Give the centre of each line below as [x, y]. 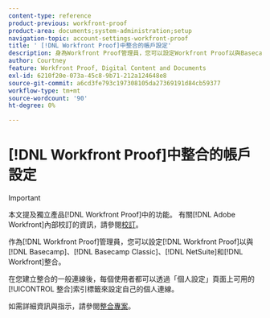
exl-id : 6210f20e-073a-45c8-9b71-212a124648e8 [88, 76]
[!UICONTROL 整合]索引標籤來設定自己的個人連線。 [94, 289]
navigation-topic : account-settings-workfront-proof [98, 38]
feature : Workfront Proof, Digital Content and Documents [107, 68]
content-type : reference [50, 16]
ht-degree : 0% [32, 105]
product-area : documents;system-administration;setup [100, 31]
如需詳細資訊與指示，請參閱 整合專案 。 [72, 306]
